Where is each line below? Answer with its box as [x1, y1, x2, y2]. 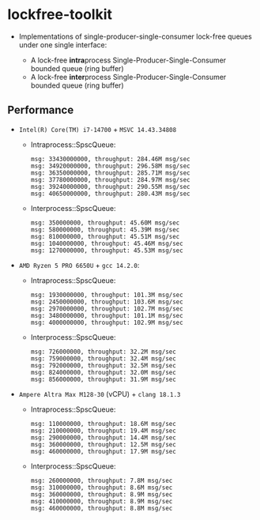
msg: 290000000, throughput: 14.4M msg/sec [30, 433, 177, 442]
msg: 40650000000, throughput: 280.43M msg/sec [30, 190, 190, 198]
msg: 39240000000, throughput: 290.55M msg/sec [30, 183, 190, 190]
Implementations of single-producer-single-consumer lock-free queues [18, 32, 252, 41]
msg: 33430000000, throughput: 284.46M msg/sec [30, 155, 190, 163]
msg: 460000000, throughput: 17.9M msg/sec [30, 447, 177, 455]
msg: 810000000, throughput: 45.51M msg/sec [30, 232, 180, 240]
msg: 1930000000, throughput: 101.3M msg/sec [30, 291, 183, 299]
